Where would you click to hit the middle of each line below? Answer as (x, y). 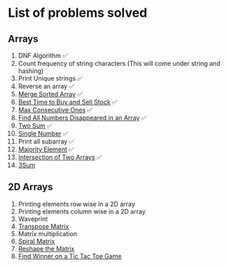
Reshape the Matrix (46, 248)
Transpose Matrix (43, 226)
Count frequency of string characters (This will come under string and (119, 63)
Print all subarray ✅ (46, 141)
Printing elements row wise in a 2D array (76, 204)
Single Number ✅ (43, 133)
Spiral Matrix (36, 241)
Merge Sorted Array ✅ (50, 94)
